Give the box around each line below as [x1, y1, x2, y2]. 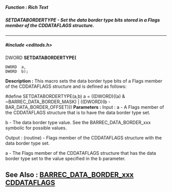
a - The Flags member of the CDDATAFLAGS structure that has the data [5, 150, 156, 156]
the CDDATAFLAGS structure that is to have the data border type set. [5, 110, 150, 116]
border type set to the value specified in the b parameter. [5, 156, 126, 162]
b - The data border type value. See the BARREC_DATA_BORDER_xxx [5, 119, 151, 126]
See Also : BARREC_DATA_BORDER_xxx [5, 170, 134, 179]
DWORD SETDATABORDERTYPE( [5, 55, 77, 61]
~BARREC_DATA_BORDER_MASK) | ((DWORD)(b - [5, 99, 111, 105]
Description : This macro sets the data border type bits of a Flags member [5, 78, 163, 84]
